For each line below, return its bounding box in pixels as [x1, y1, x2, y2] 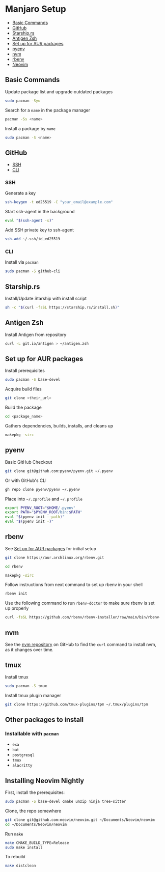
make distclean [5, 863, 36, 868]
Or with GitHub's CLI [5, 478, 47, 483]
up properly [5, 605, 29, 611]
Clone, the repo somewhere [5, 808, 61, 814]
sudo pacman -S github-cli [5, 269, 60, 274]
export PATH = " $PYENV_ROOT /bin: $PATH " [5, 510, 82, 515]
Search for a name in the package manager [5, 107, 90, 113]
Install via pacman [5, 259, 39, 265]
